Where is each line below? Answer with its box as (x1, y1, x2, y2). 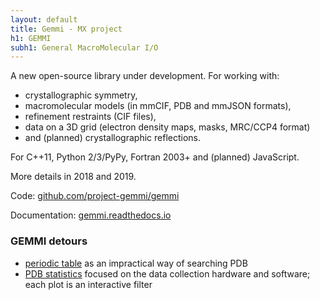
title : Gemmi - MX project (10, 24, 123, 34)
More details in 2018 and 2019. (10, 171, 137, 183)
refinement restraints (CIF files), (24, 111, 157, 123)
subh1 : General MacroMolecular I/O (10, 42, 159, 53)
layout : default (10, 14, 78, 25)
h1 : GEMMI (10, 33, 52, 43)
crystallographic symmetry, (24, 89, 138, 101)
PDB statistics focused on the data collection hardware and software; (24, 267, 311, 280)
